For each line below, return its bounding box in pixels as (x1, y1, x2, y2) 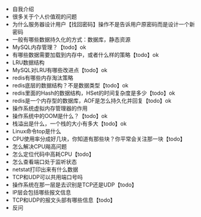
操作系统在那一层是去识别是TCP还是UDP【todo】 (12, 181, 137, 188)
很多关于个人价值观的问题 (12, 13, 77, 20)
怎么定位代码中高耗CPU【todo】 (12, 150, 95, 158)
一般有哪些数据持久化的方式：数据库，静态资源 (12, 36, 131, 43)
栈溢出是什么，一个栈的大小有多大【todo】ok (12, 120, 127, 127)
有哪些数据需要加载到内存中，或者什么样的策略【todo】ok (12, 51, 159, 58)
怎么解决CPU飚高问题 (12, 143, 67, 150)
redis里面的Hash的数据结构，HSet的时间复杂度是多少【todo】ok (12, 89, 176, 97)
